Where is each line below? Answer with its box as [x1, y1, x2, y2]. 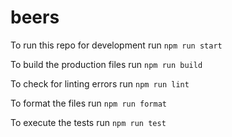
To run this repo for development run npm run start [10, 39, 223, 51]
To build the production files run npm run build [10, 58, 203, 70]
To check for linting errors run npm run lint [10, 77, 190, 90]
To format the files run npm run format [10, 97, 167, 109]
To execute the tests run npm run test [10, 116, 167, 128]
